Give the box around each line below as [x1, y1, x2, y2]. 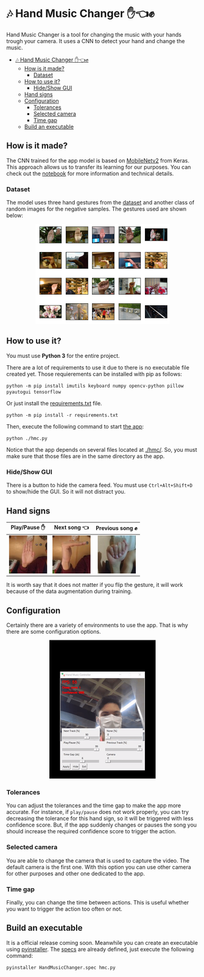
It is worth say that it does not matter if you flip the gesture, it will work [6, 581, 183, 589]
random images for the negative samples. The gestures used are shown [6, 205, 187, 212]
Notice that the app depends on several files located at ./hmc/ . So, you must [6, 446, 197, 453]
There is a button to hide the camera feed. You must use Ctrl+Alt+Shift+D [6, 481, 193, 489]
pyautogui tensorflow [6, 389, 62, 395]
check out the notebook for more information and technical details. [6, 170, 174, 177]
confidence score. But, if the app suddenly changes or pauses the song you [6, 821, 197, 828]
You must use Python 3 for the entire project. [6, 352, 120, 359]
